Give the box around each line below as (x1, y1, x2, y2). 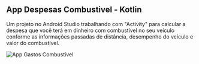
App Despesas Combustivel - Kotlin (6, 5, 142, 15)
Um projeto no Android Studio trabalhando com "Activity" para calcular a (6, 20, 186, 27)
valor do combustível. (6, 39, 60, 46)
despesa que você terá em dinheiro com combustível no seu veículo (6, 27, 175, 34)
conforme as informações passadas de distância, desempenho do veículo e (6, 33, 194, 40)
